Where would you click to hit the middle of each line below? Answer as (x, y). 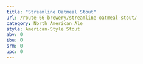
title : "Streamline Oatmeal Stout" (51, 12)
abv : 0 (15, 35)
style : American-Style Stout (43, 29)
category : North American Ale (45, 23)
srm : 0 (15, 46)
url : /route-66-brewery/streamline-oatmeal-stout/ (72, 18)
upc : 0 (15, 52)
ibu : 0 (15, 40)
